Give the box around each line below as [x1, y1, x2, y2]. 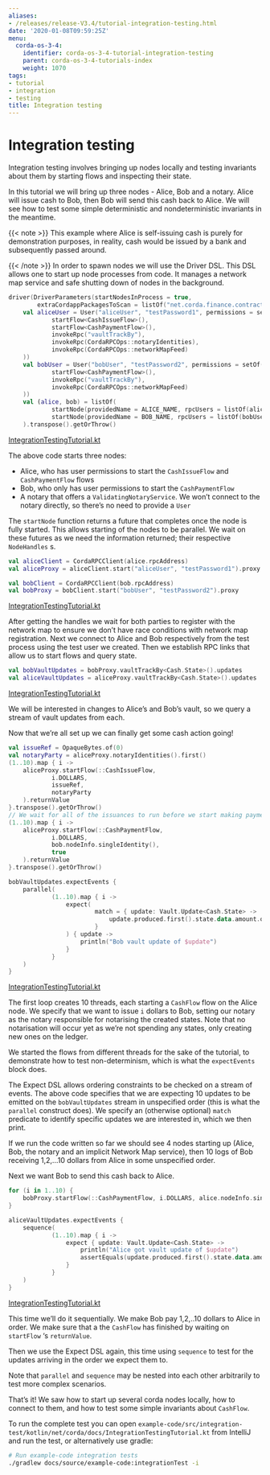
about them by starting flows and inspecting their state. [8, 171, 191, 181]
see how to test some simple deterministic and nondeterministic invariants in [8, 204, 262, 214]
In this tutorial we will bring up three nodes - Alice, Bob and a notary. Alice [8, 187, 254, 197]
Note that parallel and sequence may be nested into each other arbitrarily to [8, 1370, 260, 1380]
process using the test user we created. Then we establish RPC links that [8, 643, 251, 652]
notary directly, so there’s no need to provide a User [19, 500, 191, 510]
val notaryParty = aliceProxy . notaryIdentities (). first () [8, 751, 207, 759]
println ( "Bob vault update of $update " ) [80, 938, 218, 946]
